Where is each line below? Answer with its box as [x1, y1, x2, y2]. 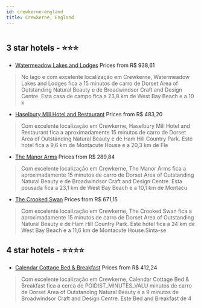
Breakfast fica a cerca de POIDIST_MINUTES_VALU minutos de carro [21, 282, 192, 289]
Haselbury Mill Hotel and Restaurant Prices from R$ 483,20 [14, 111, 163, 118]
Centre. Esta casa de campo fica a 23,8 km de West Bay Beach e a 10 [21, 93, 194, 100]
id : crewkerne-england [6, 8, 63, 15]
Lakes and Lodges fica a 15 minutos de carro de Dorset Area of [21, 80, 179, 87]
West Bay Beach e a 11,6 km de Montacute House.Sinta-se [21, 227, 167, 234]
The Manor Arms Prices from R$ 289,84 [14, 153, 115, 160]
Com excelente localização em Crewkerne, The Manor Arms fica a [21, 165, 187, 172]
